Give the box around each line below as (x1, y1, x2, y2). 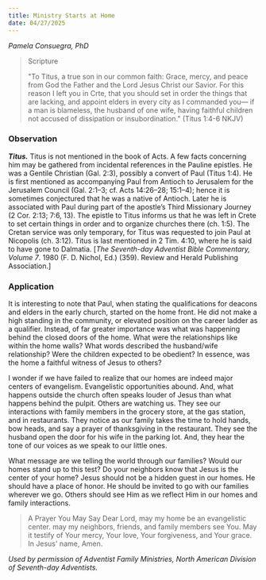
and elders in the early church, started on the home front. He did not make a (8, 307, 257, 317)
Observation (8, 133, 58, 144)
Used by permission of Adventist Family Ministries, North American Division (8, 555, 256, 564)
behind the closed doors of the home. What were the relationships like (8, 332, 238, 342)
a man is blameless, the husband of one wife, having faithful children (27, 105, 253, 115)
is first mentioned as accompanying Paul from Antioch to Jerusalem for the (8, 176, 254, 186)
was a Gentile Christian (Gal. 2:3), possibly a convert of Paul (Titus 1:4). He (8, 168, 253, 178)
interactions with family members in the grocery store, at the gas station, (8, 407, 246, 417)
